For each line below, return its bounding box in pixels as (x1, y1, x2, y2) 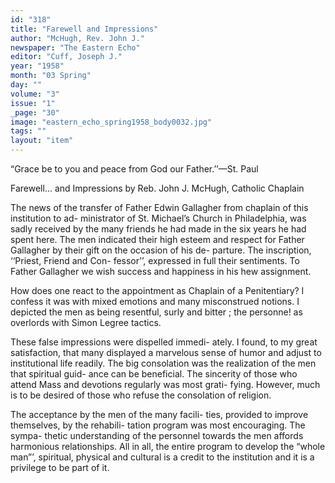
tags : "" (10, 126, 47, 136)
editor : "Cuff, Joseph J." (10, 52, 123, 62)
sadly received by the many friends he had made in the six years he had (10, 223, 307, 235)
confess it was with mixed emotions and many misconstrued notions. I (10, 296, 300, 307)
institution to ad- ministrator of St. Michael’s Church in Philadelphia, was (10, 212, 307, 224)
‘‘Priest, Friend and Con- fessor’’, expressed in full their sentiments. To (10, 255, 300, 266)
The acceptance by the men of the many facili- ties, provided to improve (10, 409, 309, 420)
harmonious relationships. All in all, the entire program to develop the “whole (10, 441, 326, 452)
